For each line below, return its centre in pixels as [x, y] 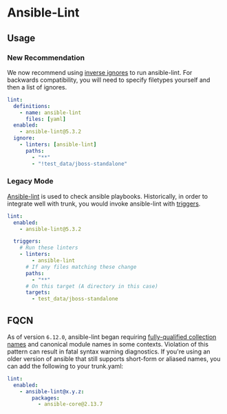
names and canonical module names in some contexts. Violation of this [108, 344]
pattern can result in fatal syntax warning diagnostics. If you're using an [109, 351]
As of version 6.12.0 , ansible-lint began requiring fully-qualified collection [112, 337]
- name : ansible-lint [50, 112]
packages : [46, 398]
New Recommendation [46, 58]
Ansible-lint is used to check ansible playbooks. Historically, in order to [108, 196]
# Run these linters [49, 248]
